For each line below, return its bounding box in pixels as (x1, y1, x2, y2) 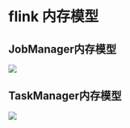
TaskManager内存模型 (8, 89, 122, 103)
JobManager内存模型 (8, 42, 117, 56)
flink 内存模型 (8, 7, 99, 26)
